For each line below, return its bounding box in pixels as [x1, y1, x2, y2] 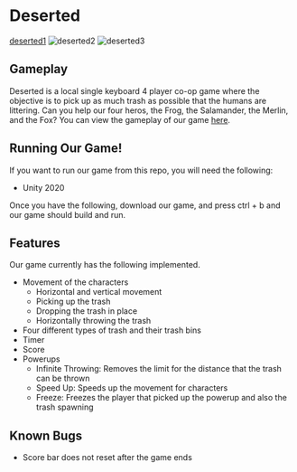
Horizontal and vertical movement [35, 287, 162, 297]
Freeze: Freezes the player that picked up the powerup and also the [35, 392, 287, 403]
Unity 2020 [22, 182, 65, 193]
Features [9, 235, 60, 250]
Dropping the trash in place [35, 306, 138, 316]
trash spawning [35, 401, 94, 412]
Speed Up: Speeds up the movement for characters [35, 382, 228, 393]
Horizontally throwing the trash [35, 316, 152, 326]
